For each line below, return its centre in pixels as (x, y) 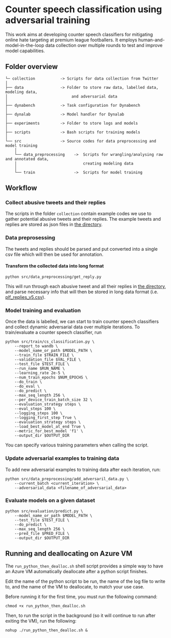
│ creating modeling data (74, 163)
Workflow (21, 188)
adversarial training (48, 20)
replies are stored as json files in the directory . (54, 225)
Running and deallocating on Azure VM (69, 553)
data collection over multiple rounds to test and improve (104, 45)
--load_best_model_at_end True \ (50, 427)
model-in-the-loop (25, 45)
